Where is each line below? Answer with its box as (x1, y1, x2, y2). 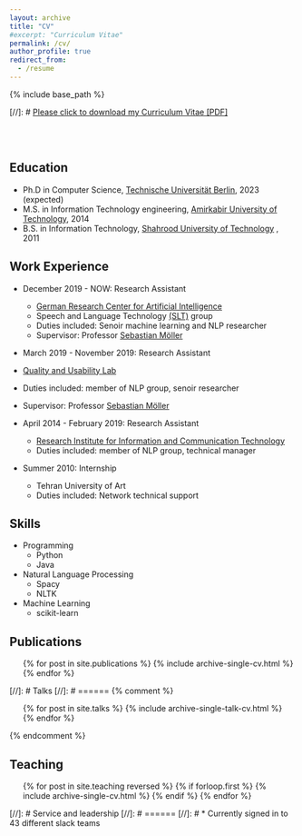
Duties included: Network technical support (35, 490, 200, 501)
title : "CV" (9, 22, 54, 31)
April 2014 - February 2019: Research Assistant (22, 417, 200, 428)
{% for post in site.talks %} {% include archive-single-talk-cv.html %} (22, 703, 283, 714)
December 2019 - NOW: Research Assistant (22, 283, 187, 294)
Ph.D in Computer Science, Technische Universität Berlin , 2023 (22, 184, 260, 195)
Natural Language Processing (22, 569, 134, 580)
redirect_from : (9, 55, 67, 65)
